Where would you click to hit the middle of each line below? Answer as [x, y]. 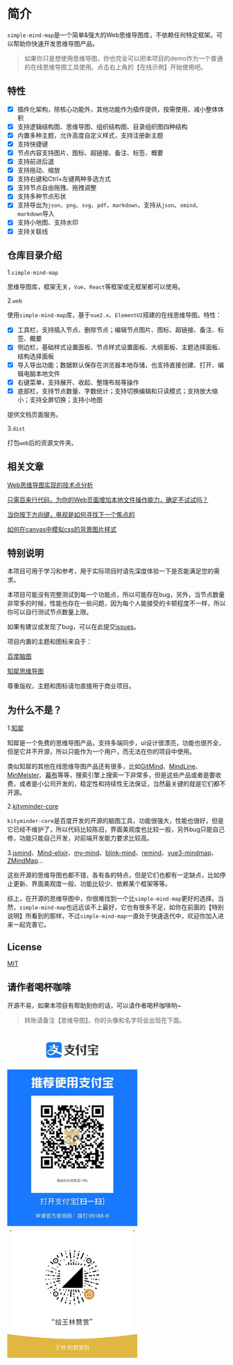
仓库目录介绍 [35, 255]
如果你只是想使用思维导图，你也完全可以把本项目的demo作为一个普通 [123, 58]
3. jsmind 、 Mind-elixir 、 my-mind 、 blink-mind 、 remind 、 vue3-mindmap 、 [112, 853]
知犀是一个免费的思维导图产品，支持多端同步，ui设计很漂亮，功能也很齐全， [116, 743]
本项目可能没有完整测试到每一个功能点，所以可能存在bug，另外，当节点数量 [116, 595]
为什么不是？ [35, 710]
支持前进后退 [35, 161]
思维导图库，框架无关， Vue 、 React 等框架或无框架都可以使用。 [96, 287]
